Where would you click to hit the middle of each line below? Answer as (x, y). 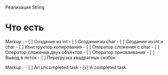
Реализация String (25, 7)
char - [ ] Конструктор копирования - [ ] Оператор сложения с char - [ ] (82, 47)
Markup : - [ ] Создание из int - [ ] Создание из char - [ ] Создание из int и (84, 41)
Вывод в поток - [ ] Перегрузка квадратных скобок (60, 57)
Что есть (25, 28)
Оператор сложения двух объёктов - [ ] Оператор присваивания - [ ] (80, 52)
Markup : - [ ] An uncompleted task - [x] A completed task (66, 67)
